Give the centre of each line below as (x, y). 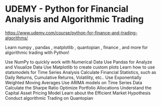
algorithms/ (17, 38)
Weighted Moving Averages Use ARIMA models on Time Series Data (74, 82)
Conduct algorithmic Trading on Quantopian (49, 98)
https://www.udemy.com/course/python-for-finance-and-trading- (71, 33)
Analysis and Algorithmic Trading (74, 19)
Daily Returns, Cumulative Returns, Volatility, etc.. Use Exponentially (73, 77)
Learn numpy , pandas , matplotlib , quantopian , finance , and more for (76, 47)
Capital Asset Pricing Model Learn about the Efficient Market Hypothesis (78, 93)
